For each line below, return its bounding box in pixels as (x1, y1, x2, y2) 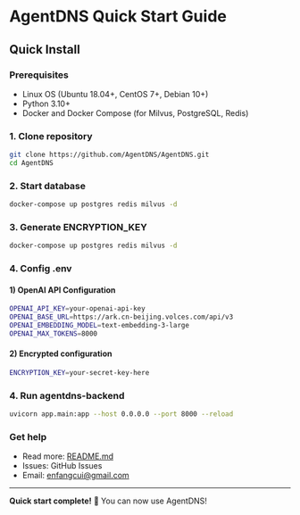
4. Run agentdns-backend (9, 389, 125, 402)
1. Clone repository (9, 129, 93, 142)
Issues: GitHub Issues (21, 461, 103, 471)
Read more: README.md (21, 451, 114, 461)
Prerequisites (9, 69, 69, 81)
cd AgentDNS (9, 159, 54, 168)
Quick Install (9, 42, 80, 57)
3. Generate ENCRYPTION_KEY (9, 221, 147, 234)
